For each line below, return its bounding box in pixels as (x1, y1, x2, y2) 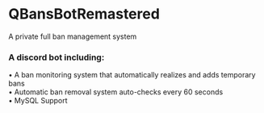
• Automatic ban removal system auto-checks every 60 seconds (8, 87, 224, 97)
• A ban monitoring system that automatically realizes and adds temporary (8, 70, 256, 80)
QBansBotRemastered (8, 5, 160, 23)
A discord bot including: (8, 52, 105, 63)
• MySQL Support (8, 96, 68, 106)
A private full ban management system (8, 31, 137, 41)
